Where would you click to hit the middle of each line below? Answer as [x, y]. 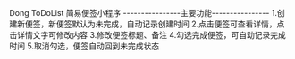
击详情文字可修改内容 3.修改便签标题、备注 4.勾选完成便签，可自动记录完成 [147, 35]
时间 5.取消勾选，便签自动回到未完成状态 [84, 46]
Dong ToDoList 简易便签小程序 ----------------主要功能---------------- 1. [143, 13]
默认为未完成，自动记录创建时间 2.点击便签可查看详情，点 [178, 24]
